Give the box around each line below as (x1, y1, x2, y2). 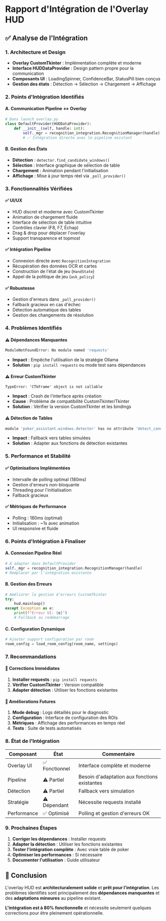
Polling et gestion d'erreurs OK (78, 810, 150, 817)
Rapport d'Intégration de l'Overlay (5, 3, 149, 15)
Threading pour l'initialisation (12, 487, 72, 493)
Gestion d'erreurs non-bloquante (12, 481, 80, 487)
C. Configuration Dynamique (5, 626, 65, 632)
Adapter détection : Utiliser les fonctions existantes (12, 687, 118, 693)
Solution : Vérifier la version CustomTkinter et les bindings (12, 403, 131, 410)
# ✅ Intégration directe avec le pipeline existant (23, 135, 132, 140)
